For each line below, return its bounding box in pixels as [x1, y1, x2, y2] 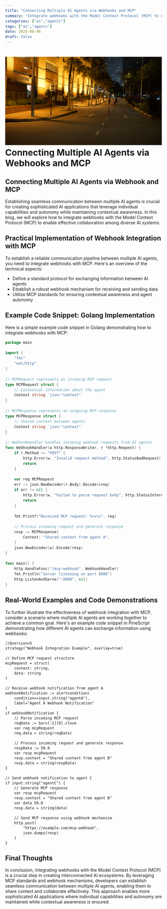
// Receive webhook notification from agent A [5, 685, 103, 691]
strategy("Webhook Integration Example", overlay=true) [5, 645, 123, 651]
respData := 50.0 [14, 745, 50, 751]
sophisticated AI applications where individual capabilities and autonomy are [5, 894, 162, 900]
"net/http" [14, 361, 37, 366]
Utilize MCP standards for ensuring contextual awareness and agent [12, 291, 153, 297]
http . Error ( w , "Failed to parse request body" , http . [23, 493, 137, 498]
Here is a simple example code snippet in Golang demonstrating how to [5, 324, 152, 330]
